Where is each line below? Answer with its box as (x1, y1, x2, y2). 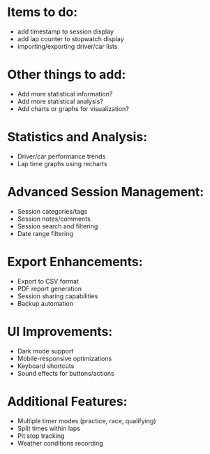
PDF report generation (17, 284, 82, 293)
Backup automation (17, 299, 74, 307)
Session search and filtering (17, 221, 98, 230)
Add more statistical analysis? (17, 97, 103, 105)
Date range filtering (17, 229, 73, 237)
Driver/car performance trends (17, 152, 106, 161)
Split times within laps (17, 424, 80, 432)
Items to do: (7, 4, 78, 20)
